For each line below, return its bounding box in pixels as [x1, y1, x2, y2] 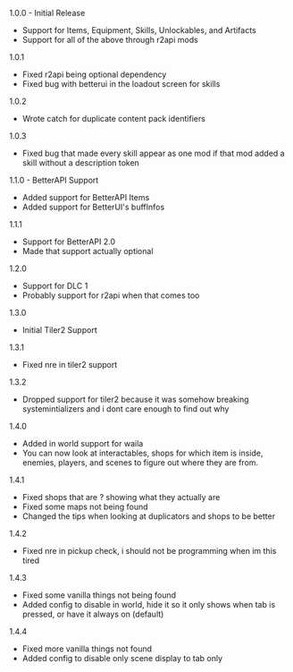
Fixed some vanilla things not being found [21, 590, 177, 600]
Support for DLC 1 [21, 281, 88, 291]
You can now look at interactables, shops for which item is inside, [21, 447, 264, 458]
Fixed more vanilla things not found [21, 643, 153, 654]
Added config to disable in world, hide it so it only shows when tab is [21, 600, 276, 609]
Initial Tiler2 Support [21, 325, 97, 335]
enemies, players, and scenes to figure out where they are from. [21, 457, 259, 468]
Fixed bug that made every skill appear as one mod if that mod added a [21, 148, 285, 158]
